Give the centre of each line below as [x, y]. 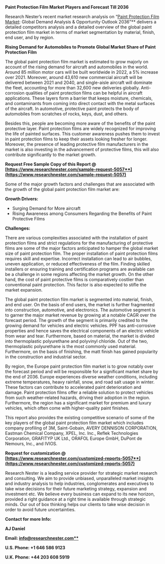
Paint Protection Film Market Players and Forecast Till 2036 [67, 7]
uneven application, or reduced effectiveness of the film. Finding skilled [78, 264]
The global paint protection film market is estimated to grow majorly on [77, 62]
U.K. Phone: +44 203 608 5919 [37, 557]
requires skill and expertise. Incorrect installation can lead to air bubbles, [79, 259]
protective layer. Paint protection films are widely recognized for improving [81, 129]
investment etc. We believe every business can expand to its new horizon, [80, 494]
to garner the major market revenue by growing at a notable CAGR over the [81, 315]
